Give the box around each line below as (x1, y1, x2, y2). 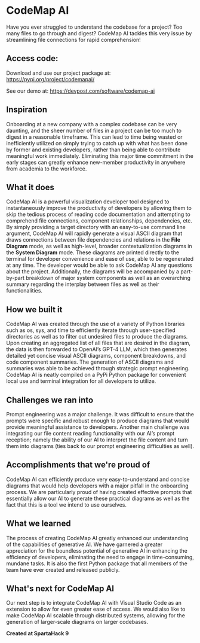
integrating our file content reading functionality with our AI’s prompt (6, 430, 175, 437)
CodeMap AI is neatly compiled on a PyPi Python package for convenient (6, 371, 186, 379)
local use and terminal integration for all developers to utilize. (6, 377, 156, 385)
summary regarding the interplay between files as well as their (6, 281, 159, 288)
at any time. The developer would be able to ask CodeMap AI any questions (6, 261, 192, 269)
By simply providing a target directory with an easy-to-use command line (6, 224, 186, 231)
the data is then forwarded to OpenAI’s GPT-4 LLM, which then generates (6, 346, 187, 353)
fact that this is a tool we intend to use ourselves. (6, 501, 127, 508)
